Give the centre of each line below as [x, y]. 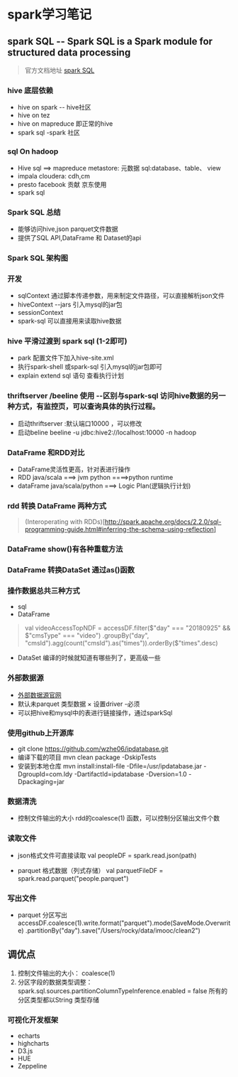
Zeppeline [32, 1066]
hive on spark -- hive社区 [55, 107]
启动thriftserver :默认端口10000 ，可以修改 [80, 423]
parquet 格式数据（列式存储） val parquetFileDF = [90, 870]
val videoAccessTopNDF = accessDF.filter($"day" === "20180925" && [127, 628]
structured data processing [69, 52]
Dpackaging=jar [41, 782]
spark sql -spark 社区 [49, 133]
